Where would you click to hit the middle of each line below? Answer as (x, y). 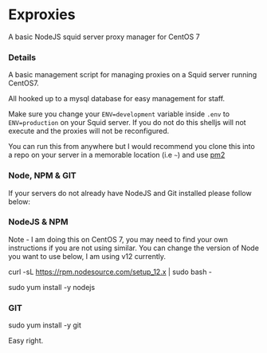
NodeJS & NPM (38, 222)
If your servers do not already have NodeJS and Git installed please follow (130, 193)
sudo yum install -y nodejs (52, 287)
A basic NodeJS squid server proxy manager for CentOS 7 (104, 37)
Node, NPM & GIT (43, 175)
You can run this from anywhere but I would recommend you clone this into (132, 147)
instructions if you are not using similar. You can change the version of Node (133, 248)
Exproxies (42, 15)
